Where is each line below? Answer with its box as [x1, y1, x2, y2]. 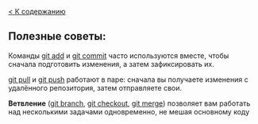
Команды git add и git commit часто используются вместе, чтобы [8, 51, 229, 60]
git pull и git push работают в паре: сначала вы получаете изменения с [8, 75, 248, 84]
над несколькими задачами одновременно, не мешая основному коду [8, 107, 250, 116]
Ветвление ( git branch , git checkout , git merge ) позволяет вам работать [8, 99, 251, 108]
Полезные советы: [8, 29, 106, 43]
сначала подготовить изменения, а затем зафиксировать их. [8, 59, 214, 68]
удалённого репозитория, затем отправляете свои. [8, 83, 183, 92]
